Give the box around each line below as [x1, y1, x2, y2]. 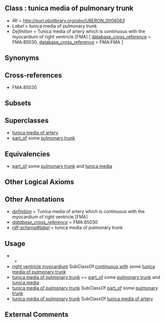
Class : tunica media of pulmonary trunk [5, 4, 134, 13]
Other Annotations [5, 195, 65, 204]
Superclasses [5, 116, 49, 125]
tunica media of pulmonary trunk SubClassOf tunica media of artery [12, 296, 153, 302]
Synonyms [5, 54, 39, 62]
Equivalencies [5, 149, 50, 158]
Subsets [5, 99, 31, 108]
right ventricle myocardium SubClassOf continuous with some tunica [12, 263, 155, 270]
